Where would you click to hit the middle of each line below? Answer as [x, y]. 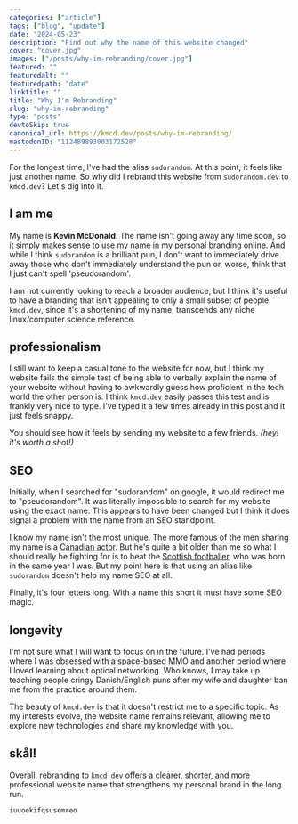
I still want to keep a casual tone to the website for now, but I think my [137, 368]
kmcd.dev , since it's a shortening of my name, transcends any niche [132, 309]
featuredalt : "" [39, 76]
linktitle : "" [36, 92]
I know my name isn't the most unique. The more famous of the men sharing [149, 538]
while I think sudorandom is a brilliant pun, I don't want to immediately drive [145, 254]
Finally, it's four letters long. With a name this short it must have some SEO [146, 592]
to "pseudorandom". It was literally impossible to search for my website [140, 502]
